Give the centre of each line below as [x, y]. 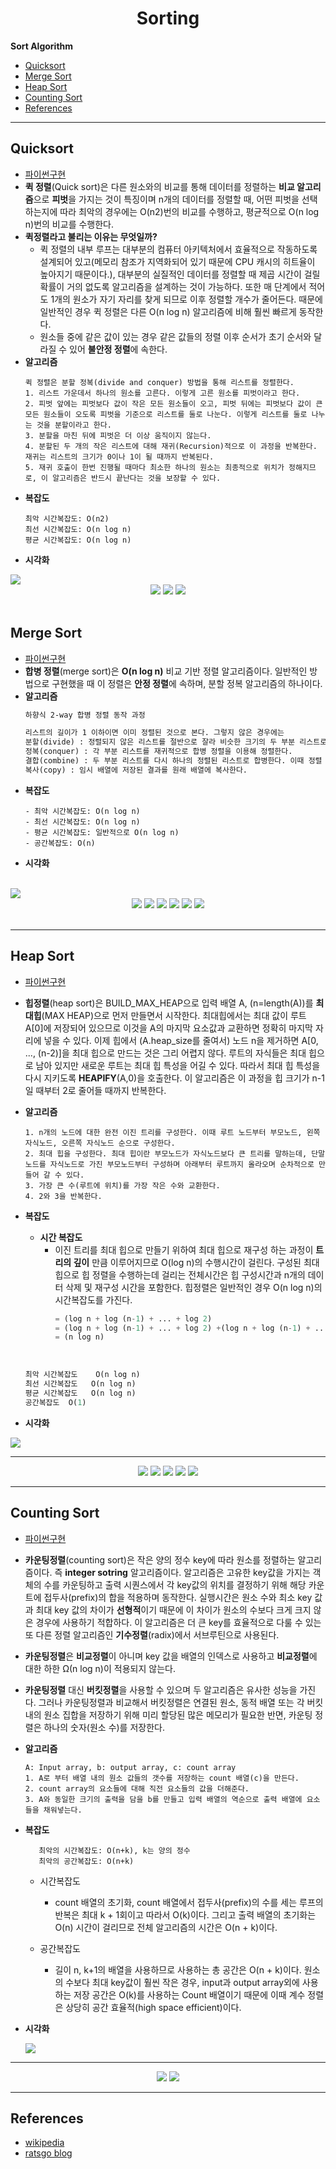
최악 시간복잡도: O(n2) [67, 518]
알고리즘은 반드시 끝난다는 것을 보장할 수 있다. [137, 478]
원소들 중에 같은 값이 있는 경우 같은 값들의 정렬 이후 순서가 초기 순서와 [175, 336]
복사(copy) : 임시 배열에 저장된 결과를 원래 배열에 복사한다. [136, 770]
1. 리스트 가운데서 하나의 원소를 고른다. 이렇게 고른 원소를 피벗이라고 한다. [162, 393]
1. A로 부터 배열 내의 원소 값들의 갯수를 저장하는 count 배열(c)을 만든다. [162, 1778]
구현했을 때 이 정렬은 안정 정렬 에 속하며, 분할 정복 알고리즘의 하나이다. [187, 683]
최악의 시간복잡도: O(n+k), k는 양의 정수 [114, 1850]
